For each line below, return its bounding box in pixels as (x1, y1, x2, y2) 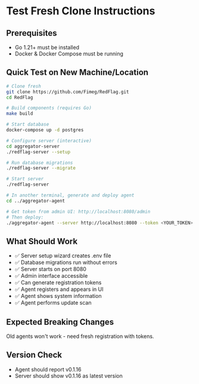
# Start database (6, 121, 49, 128)
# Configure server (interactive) (6, 137, 92, 144)
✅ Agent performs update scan (14, 299, 92, 306)
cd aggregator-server (6, 143, 60, 149)
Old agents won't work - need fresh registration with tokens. (6, 333, 154, 340)
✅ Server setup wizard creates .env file (14, 252, 111, 259)
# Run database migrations (6, 159, 73, 165)
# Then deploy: (6, 214, 44, 220)
